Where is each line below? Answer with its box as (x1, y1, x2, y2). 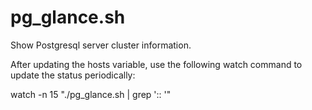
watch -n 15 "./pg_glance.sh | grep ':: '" (10, 88, 172, 100)
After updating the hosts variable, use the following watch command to (10, 58, 303, 70)
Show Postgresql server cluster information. (10, 39, 192, 51)
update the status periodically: (10, 69, 136, 81)
